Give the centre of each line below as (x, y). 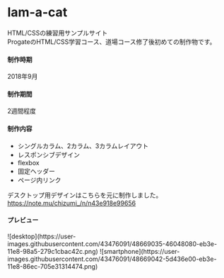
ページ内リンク (39, 180)
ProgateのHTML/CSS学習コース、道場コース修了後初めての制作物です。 (112, 41)
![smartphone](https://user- (140, 251)
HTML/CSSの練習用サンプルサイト (58, 33)
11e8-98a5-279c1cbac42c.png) (53, 251)
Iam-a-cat (37, 12)
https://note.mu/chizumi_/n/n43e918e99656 (72, 203)
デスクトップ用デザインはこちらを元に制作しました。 (85, 195)
